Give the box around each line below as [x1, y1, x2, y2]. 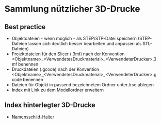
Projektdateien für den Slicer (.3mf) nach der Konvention [11, 51, 125, 57]
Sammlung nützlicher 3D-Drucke [4, 3, 140, 15]
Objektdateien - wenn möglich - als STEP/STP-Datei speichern [11, 35, 137, 41]
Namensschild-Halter [11, 114, 54, 120]
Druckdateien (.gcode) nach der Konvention [11, 66, 99, 72]
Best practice [4, 23, 46, 31]
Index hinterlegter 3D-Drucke [4, 101, 96, 109]
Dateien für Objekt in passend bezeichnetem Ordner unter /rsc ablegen [11, 82, 154, 88]
